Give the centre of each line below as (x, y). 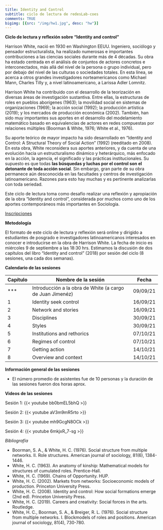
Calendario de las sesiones (33, 268)
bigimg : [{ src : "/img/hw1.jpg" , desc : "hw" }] (52, 23)
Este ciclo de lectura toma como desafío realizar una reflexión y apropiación (81, 194)
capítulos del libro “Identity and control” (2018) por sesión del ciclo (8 (74, 253)
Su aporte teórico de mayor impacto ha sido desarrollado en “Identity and (78, 138)
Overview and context (57, 358)
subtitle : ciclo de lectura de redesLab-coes (52, 14)
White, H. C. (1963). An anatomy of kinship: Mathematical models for (81, 466)
